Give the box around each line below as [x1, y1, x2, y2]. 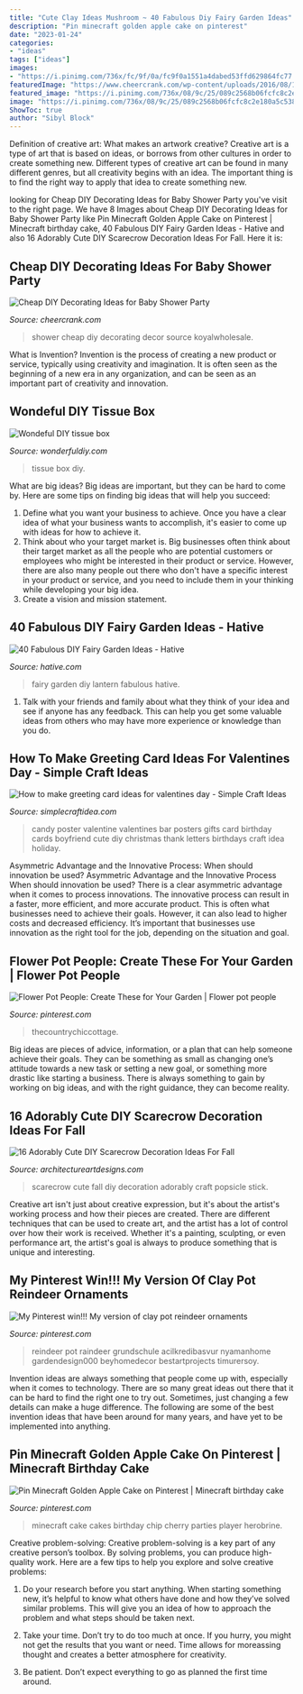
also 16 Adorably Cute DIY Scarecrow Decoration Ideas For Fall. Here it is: [9, 233, 283, 243]
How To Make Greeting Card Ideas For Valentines [9, 750, 290, 766]
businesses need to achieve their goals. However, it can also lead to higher [9, 908, 288, 920]
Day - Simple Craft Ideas [9, 765, 149, 780]
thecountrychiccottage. [31, 1027, 119, 1038]
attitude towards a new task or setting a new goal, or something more [9, 1063, 268, 1074]
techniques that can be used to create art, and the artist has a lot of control [9, 1218, 289, 1229]
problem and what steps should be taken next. [22, 1612, 196, 1623]
